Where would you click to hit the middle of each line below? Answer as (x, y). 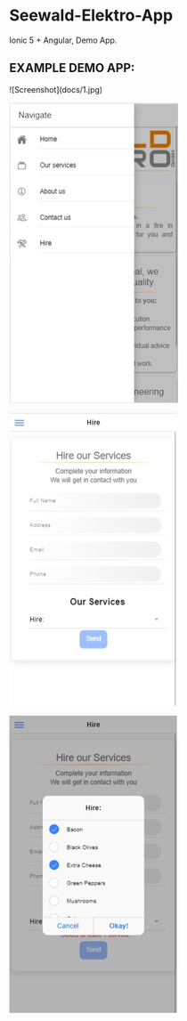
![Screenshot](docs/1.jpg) (56, 89)
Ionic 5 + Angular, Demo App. (63, 40)
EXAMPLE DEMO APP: (72, 68)
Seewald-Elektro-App (91, 16)
